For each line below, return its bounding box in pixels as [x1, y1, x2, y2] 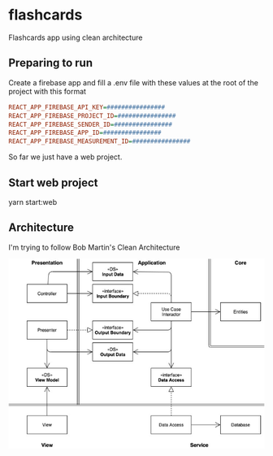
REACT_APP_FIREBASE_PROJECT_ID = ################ [8, 111, 176, 119]
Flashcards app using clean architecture [8, 33, 143, 42]
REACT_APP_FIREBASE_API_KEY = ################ [8, 103, 165, 111]
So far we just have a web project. [8, 152, 123, 162]
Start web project [8, 176, 99, 189]
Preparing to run [8, 56, 93, 70]
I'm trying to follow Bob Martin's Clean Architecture [8, 242, 180, 252]
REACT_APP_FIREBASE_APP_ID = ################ [8, 128, 162, 137]
